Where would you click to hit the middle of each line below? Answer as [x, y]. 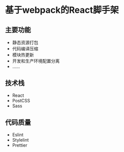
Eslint [18, 135]
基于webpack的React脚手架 [62, 10]
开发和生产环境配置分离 [36, 61]
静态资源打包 [25, 43]
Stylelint [20, 140]
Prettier [20, 145]
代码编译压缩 [25, 49]
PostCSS [21, 100]
